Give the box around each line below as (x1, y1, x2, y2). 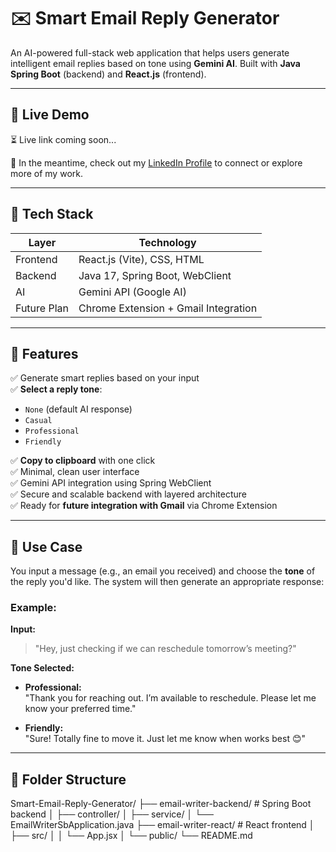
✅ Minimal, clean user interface (10, 466, 140, 478)
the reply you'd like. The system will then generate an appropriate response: (10, 576, 325, 588)
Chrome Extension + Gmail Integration (78, 301, 258, 315)
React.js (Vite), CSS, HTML (78, 252, 205, 266)
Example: (10, 601, 57, 615)
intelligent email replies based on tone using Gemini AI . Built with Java (10, 57, 301, 69)
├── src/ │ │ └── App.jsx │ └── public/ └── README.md (10, 830, 253, 842)
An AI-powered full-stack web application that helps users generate (10, 46, 290, 59)
